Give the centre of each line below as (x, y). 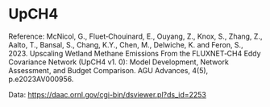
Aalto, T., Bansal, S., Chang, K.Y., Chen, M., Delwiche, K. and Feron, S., (126, 44)
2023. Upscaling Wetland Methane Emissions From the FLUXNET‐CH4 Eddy (135, 53)
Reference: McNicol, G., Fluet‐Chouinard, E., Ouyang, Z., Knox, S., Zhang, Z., (135, 36)
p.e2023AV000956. (41, 79)
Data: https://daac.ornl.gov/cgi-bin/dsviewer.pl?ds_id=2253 (108, 94)
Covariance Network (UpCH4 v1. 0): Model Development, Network (119, 62)
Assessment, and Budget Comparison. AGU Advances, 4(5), (108, 70)
